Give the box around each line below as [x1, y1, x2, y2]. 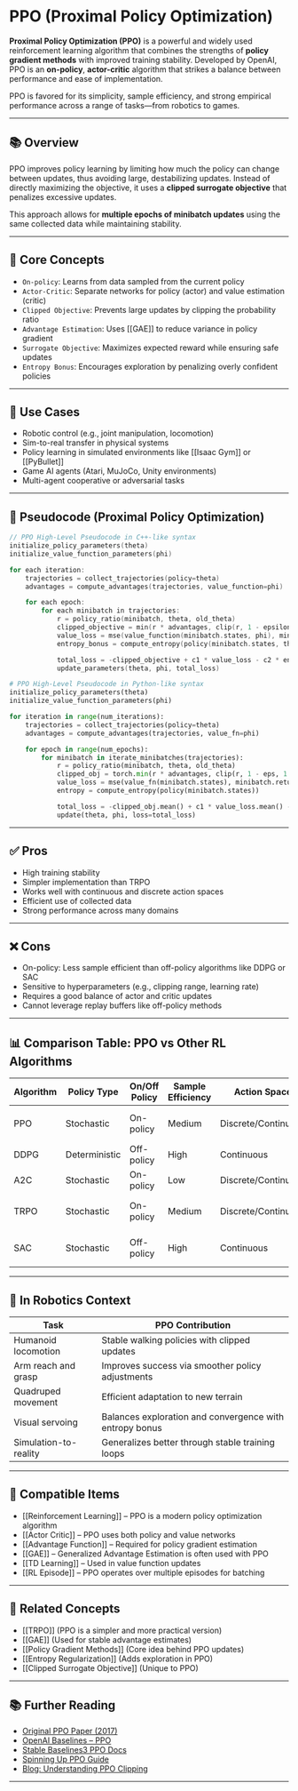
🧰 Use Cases [9, 404, 81, 420]
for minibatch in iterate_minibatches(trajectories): [41, 753, 244, 762]
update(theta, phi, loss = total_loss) [56, 811, 197, 820]
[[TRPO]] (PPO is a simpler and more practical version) [21, 1625, 223, 1635]
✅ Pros [9, 844, 49, 859]
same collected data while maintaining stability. [9, 218, 182, 228]
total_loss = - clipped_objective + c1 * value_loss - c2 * [56, 655, 279, 664]
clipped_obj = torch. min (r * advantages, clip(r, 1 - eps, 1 [56, 770, 288, 779]
